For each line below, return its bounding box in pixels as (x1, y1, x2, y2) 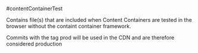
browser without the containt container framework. (6, 23, 131, 29)
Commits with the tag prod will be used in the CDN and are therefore (6, 34, 175, 41)
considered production (6, 41, 63, 47)
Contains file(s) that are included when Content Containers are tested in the (6, 16, 192, 23)
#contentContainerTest (6, 5, 63, 12)
